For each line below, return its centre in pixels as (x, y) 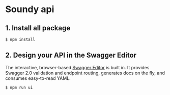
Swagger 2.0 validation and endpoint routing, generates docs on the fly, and (85, 73)
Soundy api (30, 9)
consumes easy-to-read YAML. (38, 78)
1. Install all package (38, 28)
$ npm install (20, 39)
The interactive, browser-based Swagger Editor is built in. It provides (77, 67)
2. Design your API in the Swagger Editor (71, 55)
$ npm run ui (19, 87)
